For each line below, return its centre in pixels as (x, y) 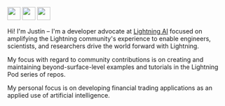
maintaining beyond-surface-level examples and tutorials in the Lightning (113, 67)
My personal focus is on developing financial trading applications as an (110, 88)
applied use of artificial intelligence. (59, 95)
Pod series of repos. (36, 74)
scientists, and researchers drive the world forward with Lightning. (103, 46)
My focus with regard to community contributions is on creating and (105, 60)
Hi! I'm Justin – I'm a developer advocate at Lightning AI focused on (105, 31)
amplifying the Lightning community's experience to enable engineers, (109, 39)
